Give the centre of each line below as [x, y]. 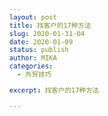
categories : [31, 67]
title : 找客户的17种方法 [50, 25]
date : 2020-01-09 [41, 42]
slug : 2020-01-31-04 [47, 33]
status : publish [39, 50]
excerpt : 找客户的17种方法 [54, 90]
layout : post [33, 17]
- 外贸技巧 [35, 75]
